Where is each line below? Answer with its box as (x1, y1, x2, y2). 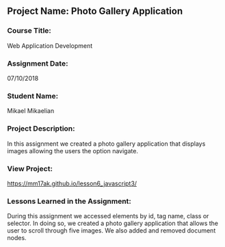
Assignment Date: (7, 58, 68, 68)
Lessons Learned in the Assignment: (7, 196, 132, 206)
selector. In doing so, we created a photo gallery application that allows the (7, 219, 219, 228)
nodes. (7, 234, 27, 242)
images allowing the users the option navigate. (7, 146, 139, 155)
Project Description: (7, 124, 75, 133)
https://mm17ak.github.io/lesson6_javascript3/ (7, 179, 137, 187)
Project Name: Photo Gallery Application (7, 5, 183, 17)
